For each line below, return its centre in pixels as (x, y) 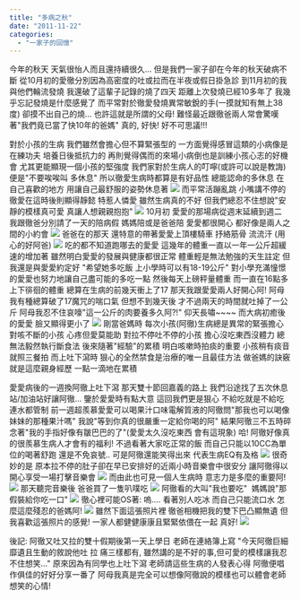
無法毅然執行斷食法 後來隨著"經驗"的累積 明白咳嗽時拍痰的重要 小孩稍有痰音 (150, 346)
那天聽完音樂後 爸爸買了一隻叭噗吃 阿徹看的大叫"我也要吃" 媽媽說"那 (154, 489)
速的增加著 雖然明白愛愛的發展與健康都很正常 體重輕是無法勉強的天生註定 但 (150, 256)
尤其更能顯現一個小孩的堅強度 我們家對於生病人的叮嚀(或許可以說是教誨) (153, 167)
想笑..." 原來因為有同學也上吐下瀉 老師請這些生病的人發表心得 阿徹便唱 (154, 564)
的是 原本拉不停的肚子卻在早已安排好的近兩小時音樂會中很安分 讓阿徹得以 (152, 466)
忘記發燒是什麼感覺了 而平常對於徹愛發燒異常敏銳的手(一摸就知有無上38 (150, 103)
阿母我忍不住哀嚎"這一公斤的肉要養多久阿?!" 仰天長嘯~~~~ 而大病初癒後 (153, 313)
